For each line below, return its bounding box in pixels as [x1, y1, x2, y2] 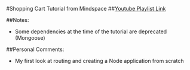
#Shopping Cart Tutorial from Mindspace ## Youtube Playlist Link [6, 5, 166, 12]
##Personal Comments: [6, 46, 65, 53]
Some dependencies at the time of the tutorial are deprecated [14, 28, 167, 35]
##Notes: [6, 17, 29, 23]
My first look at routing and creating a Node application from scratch [14, 58, 184, 64]
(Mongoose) [14, 34, 46, 41]
